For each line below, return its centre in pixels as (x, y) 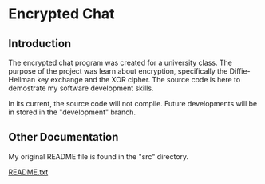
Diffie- (240, 71)
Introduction (40, 44)
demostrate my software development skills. (81, 88)
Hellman (22, 80)
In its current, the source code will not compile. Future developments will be (133, 104)
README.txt (28, 172)
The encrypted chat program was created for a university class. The (121, 62)
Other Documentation (63, 137)
